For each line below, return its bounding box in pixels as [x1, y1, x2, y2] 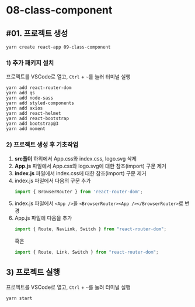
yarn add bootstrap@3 [6, 121, 59, 127]
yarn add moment [6, 126, 46, 132]
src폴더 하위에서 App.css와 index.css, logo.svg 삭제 [14, 155, 137, 162]
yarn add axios [6, 105, 43, 111]
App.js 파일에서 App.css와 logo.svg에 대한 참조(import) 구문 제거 [14, 162, 166, 169]
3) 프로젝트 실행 [6, 267, 60, 277]
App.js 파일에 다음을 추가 [14, 214, 72, 221]
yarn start [6, 295, 33, 302]
